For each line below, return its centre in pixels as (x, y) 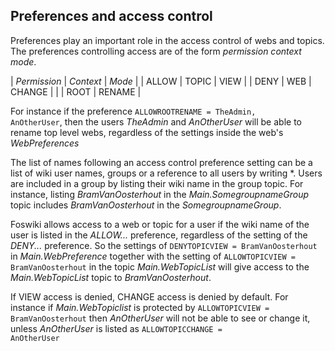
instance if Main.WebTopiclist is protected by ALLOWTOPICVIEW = (140, 307)
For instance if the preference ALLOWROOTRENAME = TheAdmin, (133, 111)
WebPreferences (45, 143)
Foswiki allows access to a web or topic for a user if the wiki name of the (160, 224)
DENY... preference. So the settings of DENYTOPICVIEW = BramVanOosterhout (164, 245)
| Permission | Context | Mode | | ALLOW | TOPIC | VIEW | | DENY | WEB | (161, 81)
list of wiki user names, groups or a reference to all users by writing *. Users (166, 173)
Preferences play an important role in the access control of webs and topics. (167, 40)
